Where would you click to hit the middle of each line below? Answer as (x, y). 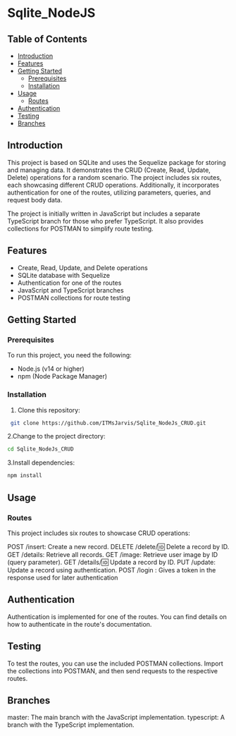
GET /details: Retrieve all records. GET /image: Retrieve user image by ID (113, 554)
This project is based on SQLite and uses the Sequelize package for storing (117, 162)
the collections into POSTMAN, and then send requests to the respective (113, 670)
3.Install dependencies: (41, 462)
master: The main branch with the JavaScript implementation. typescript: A (116, 718)
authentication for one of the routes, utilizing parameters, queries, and (109, 192)
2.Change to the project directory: (56, 436)
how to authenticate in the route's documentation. (80, 624)
